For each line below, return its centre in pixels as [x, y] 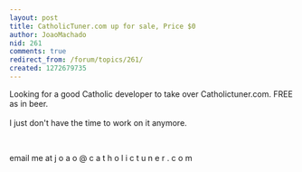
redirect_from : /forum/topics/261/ [76, 60]
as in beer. [29, 103]
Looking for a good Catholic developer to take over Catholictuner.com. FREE [151, 94]
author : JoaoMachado [48, 34]
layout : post [34, 18]
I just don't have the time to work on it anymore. [98, 122]
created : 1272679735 [48, 69]
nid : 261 [26, 43]
